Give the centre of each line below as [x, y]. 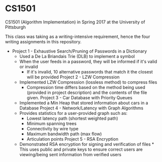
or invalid [29, 67]
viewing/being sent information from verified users [70, 154]
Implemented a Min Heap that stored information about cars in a [84, 103]
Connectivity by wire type [53, 128]
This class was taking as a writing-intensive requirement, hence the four [78, 36]
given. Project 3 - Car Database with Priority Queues [80, 97]
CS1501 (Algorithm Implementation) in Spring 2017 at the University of [75, 22]
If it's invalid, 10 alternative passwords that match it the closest [90, 72]
